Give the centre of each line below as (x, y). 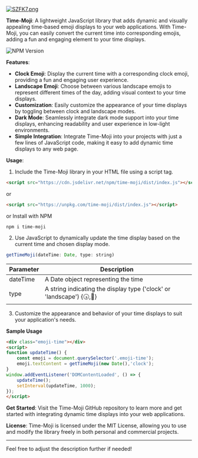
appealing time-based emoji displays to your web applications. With (88, 27)
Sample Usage (24, 331)
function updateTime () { (37, 353)
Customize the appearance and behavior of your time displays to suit (98, 313)
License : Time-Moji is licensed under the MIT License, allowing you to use (96, 426)
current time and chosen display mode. (62, 244)
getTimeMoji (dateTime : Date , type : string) (60, 255)
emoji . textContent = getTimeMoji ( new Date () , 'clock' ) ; (85, 364)
